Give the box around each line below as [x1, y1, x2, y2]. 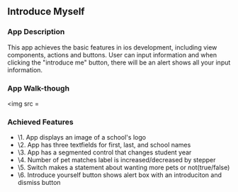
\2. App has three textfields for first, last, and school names [17, 141, 191, 149]
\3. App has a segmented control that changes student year [17, 148, 192, 157]
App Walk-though [7, 83, 69, 93]
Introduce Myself [7, 6, 85, 18]
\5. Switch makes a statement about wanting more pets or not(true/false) [17, 163, 230, 172]
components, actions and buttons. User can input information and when [7, 50, 217, 59]
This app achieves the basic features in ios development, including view [7, 43, 217, 52]
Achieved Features [7, 117, 74, 127]
